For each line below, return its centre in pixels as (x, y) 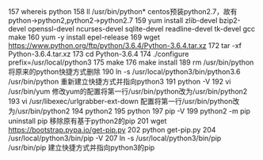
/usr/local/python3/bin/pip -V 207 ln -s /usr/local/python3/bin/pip (115, 138)
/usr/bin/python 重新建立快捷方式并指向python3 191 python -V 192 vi (120, 82)
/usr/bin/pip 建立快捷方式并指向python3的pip (82, 147)
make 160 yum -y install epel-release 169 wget (84, 37)
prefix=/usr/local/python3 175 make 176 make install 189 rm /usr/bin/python (131, 62)
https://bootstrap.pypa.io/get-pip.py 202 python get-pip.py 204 (112, 130)
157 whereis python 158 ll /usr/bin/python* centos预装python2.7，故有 (123, 11)
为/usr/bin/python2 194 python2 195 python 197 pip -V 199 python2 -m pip (130, 111)
